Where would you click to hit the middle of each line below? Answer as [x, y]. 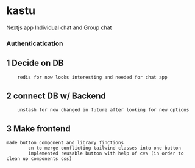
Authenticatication [35, 43]
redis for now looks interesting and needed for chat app [92, 77]
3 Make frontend [39, 129]
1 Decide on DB [35, 63]
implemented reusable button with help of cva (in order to [106, 153]
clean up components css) [39, 159]
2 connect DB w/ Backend [56, 96]
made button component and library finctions [65, 143]
